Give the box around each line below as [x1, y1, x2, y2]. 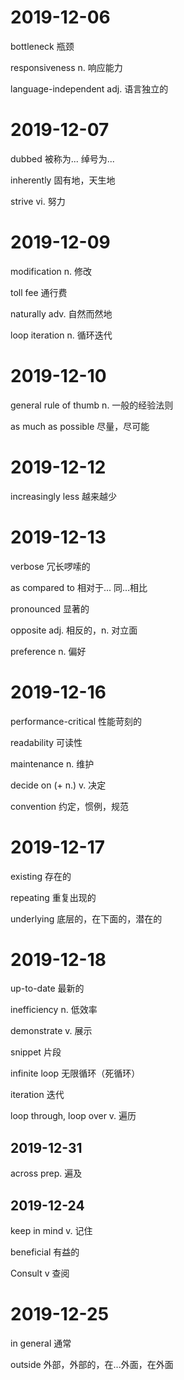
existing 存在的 [10, 870, 72, 882]
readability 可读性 [10, 736, 83, 748]
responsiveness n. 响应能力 [10, 61, 123, 73]
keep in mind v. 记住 [10, 1225, 93, 1237]
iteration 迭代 [10, 1089, 65, 1101]
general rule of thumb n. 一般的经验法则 [10, 399, 174, 411]
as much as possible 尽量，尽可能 [10, 420, 150, 432]
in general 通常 [10, 1337, 72, 1349]
